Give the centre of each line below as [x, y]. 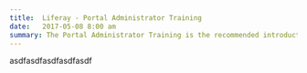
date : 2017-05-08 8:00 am [63, 26]
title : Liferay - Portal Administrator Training [106, 18]
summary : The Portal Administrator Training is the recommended [134, 35]
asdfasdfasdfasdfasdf [51, 61]
